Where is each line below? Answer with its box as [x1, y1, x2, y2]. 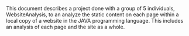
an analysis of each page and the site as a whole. [6, 23, 125, 30]
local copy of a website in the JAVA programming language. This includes [6, 17, 184, 24]
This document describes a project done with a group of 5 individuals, [6, 5, 176, 12]
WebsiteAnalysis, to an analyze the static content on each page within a [6, 11, 180, 18]
